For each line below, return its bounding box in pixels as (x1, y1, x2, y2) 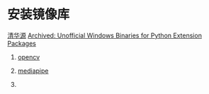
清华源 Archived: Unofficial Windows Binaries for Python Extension (7, 31, 202, 40)
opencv (17, 52, 40, 61)
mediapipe (17, 66, 49, 75)
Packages (7, 39, 37, 47)
